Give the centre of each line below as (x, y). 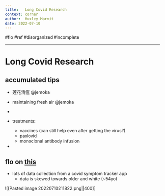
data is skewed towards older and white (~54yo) (69, 179)
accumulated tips (32, 80)
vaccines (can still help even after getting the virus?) (72, 131)
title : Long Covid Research (36, 10)
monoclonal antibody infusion (50, 141)
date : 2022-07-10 (23, 23)
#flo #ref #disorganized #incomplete (42, 37)
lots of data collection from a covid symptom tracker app (69, 174)
